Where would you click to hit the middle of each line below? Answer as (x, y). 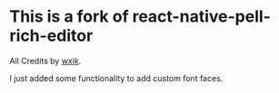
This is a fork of (69, 17)
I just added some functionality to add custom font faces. (116, 78)
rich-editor (51, 36)
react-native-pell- (201, 17)
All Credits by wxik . (45, 60)
